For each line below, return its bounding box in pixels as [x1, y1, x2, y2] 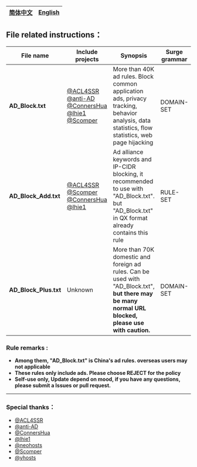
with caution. [113, 326, 151, 334]
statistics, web [113, 131, 153, 139]
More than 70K [113, 245, 154, 253]
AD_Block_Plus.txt [9, 286, 62, 294]
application [113, 87, 144, 95]
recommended [113, 177, 154, 185]
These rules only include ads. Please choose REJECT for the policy [14, 370, 181, 377]
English [38, 8, 60, 16]
